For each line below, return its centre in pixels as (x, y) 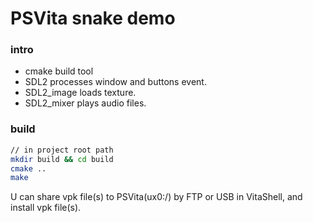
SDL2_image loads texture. (80, 93)
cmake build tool (59, 71)
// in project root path (62, 150)
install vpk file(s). (46, 208)
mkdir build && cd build (62, 159)
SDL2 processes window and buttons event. (115, 82)
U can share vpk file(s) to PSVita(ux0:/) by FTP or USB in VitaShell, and (156, 197)
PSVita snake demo (93, 18)
